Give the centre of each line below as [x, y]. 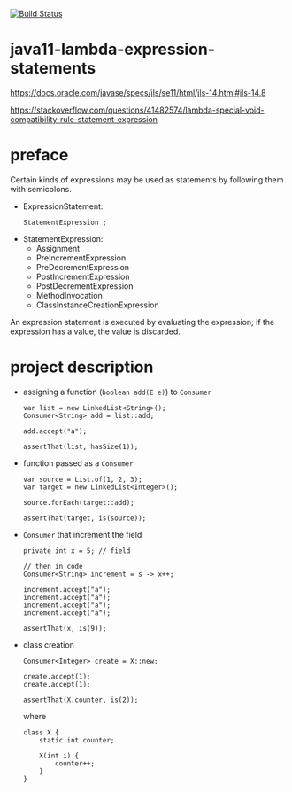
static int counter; [77, 740]
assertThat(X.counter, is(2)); [81, 700]
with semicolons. [41, 189]
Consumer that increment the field [82, 534]
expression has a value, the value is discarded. [95, 331]
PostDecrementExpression [85, 286]
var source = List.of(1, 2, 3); [82, 479]
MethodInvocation [69, 295]
